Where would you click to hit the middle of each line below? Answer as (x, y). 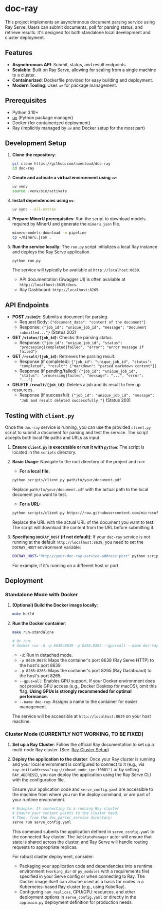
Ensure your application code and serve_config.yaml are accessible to (82, 789)
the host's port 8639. (41, 665)
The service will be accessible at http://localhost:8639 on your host (81, 716)
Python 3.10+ (25, 112)
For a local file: (35, 471)
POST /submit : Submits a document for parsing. (60, 317)
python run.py (26, 261)
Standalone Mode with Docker (42, 594)
